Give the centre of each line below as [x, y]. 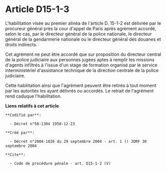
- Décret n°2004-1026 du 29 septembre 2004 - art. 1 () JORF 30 [78, 141]
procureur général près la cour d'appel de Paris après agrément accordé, [81, 28]
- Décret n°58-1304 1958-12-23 [42, 124]
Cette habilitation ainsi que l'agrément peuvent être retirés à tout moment [81, 85]
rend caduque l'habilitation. [33, 96]
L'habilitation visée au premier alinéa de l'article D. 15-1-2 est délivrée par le [83, 23]
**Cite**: [16, 154]
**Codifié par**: [23, 115]
